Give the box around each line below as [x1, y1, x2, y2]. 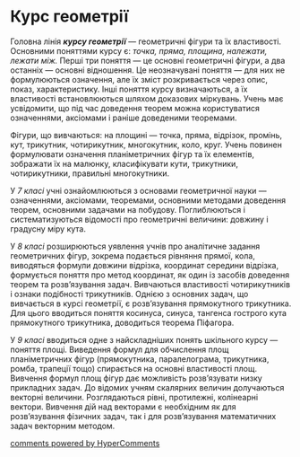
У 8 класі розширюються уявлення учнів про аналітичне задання [10, 241, 261, 251]
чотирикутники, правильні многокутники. [10, 168, 170, 179]
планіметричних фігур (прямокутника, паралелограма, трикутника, [10, 353, 270, 365]
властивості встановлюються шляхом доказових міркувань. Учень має [10, 92, 284, 104]
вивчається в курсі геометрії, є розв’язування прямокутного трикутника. [10, 298, 292, 309]
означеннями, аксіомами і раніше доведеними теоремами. [10, 112, 237, 123]
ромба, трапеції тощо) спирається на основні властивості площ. [10, 363, 258, 374]
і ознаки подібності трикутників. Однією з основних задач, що [10, 288, 249, 299]
